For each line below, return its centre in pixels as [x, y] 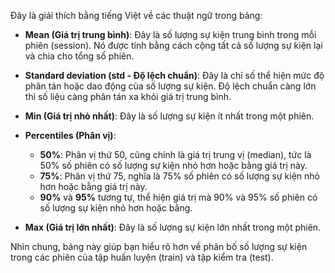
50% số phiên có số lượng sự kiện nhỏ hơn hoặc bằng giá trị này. [173, 165]
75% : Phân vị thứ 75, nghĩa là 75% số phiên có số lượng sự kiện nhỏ [179, 176]
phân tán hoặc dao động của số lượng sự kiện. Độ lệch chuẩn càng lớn [170, 86]
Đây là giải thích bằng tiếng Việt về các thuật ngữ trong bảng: [136, 15]
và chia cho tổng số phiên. [79, 56]
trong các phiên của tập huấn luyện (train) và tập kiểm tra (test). [142, 257]
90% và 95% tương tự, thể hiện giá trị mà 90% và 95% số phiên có [178, 197]
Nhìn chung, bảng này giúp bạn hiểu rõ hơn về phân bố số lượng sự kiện [159, 246]
